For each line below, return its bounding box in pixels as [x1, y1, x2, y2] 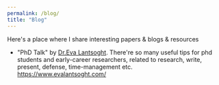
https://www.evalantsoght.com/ [16, 69, 107, 78]
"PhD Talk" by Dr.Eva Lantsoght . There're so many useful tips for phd [16, 48, 213, 56]
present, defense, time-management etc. [16, 63, 133, 71]
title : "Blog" [7, 16, 48, 23]
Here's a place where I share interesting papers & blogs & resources [7, 35, 199, 43]
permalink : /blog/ [7, 10, 60, 17]
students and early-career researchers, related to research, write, [16, 55, 203, 63]
